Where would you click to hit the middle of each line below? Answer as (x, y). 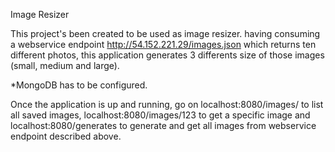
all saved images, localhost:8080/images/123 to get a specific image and (160, 115)
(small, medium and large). (65, 65)
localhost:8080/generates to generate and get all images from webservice (163, 125)
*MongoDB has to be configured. (79, 85)
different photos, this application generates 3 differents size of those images (167, 55)
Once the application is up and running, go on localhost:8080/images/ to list (167, 104)
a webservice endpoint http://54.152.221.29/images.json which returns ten (163, 44)
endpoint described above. (66, 136)
